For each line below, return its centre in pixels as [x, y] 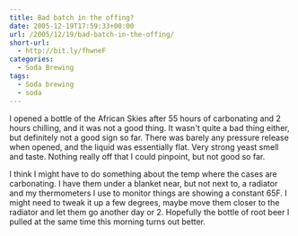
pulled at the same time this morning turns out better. [108, 222]
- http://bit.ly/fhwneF [61, 51]
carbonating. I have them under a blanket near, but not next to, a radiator [144, 183]
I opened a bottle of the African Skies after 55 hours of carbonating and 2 [145, 118]
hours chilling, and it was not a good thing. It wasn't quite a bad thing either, [149, 127]
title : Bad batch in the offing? [72, 17]
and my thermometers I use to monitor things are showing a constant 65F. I [148, 193]
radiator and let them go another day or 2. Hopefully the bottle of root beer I [149, 212]
